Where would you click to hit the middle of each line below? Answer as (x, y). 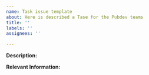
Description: (21, 56)
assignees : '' (24, 34)
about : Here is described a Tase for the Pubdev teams (75, 17)
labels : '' (19, 28)
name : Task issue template (39, 12)
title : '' (18, 22)
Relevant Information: (33, 67)
